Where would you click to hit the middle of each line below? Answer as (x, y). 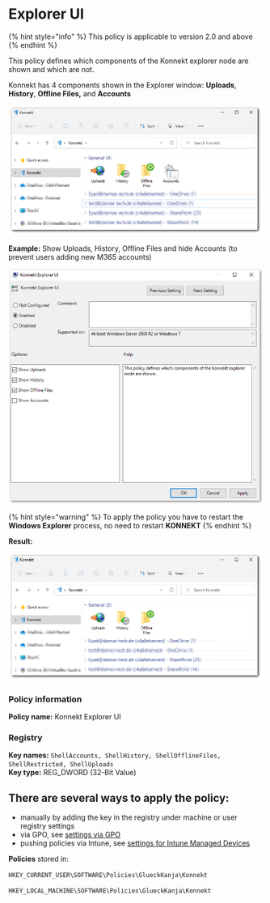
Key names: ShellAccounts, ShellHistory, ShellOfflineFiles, (115, 755)
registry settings (47, 826)
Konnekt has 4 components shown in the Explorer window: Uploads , (122, 85)
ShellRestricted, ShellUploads (61, 765)
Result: (21, 541)
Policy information (45, 699)
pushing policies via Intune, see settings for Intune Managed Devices (135, 843)
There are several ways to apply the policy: (119, 798)
